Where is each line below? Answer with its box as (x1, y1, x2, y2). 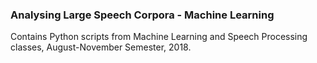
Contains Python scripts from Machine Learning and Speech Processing (10, 31, 308, 43)
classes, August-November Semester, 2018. (10, 41, 192, 53)
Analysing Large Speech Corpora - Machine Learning (10, 8, 275, 22)
